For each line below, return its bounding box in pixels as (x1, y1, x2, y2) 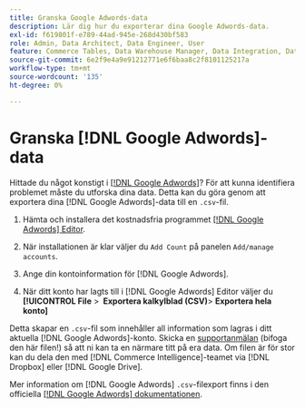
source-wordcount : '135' (9, 73, 103, 82)
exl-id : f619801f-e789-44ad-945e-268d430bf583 (9, 30, 189, 39)
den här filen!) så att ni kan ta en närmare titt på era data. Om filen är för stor (9, 342, 295, 353)
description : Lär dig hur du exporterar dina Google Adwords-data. (9, 22, 271, 31)
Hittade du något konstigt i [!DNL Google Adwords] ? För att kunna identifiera (9, 177, 295, 188)
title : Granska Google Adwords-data (9, 13, 148, 23)
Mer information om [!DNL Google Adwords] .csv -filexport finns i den (9, 378, 270, 390)
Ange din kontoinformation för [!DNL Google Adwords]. (22, 268, 229, 279)
